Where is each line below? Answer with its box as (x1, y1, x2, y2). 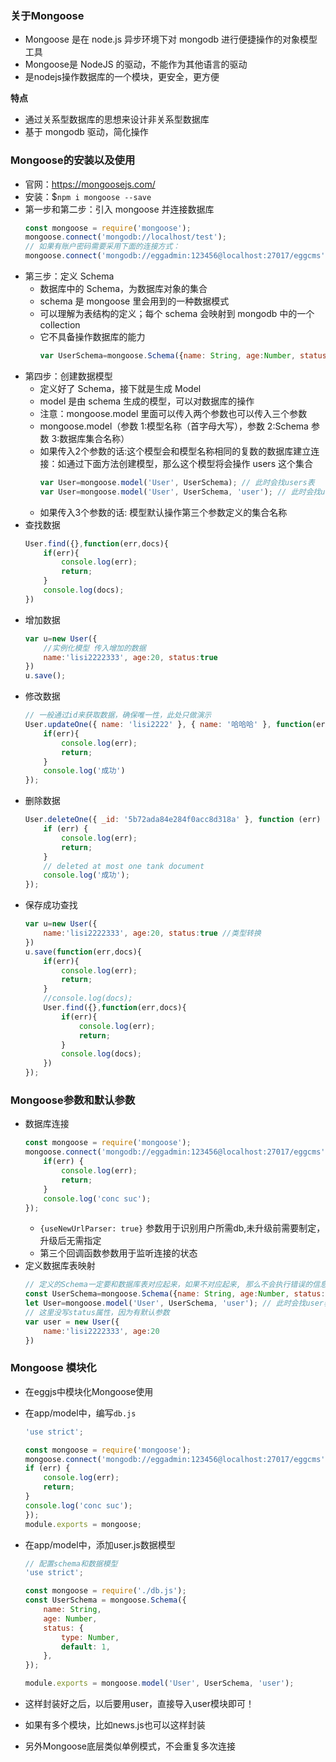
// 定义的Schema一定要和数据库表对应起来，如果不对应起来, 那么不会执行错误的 (24, 1280, 313, 1290)
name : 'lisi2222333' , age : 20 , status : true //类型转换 (43, 928, 262, 939)
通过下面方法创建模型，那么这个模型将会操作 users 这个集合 (66, 457, 313, 469)
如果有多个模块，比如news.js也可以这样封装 (24, 1719, 206, 1731)
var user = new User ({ (24, 1317, 120, 1327)
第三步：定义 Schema (24, 270, 115, 282)
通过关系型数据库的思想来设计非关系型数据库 (24, 113, 210, 126)
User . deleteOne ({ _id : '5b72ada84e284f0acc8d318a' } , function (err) (24, 815, 322, 825)
